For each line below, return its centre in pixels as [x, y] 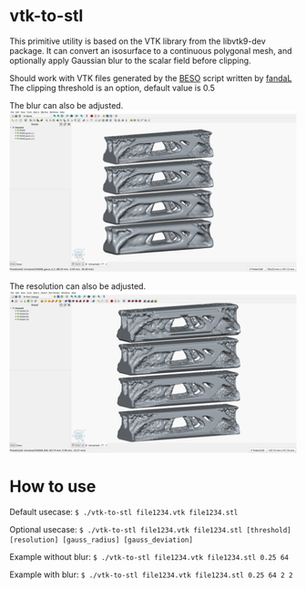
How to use [53, 486]
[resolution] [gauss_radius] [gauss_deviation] [102, 540]
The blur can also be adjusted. [66, 105]
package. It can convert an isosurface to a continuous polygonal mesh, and [151, 50]
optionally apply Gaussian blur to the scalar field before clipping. [131, 60]
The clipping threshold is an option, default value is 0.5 [112, 88]
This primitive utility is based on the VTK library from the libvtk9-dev [138, 41]
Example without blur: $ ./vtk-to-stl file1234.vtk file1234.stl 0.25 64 [149, 556]
